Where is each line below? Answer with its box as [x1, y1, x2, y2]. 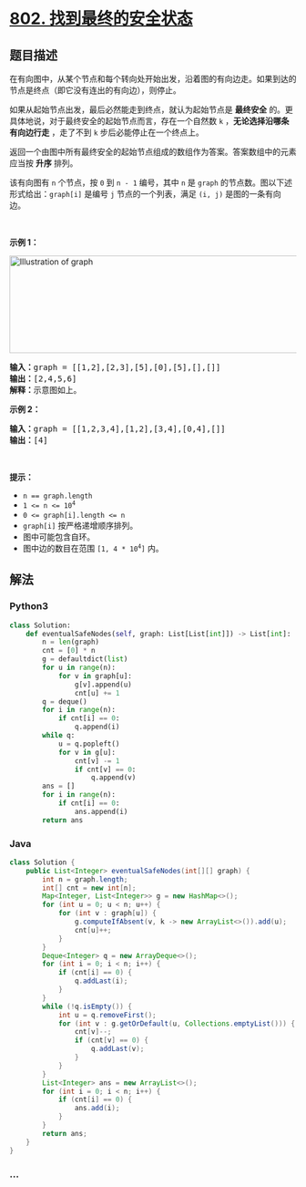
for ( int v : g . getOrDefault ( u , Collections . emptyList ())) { [57, 1018, 296, 1028]
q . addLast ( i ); [74, 976, 128, 986]
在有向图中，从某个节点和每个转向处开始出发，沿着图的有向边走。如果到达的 [9, 74, 297, 84]
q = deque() [42, 697, 88, 707]
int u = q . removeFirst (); [57, 1010, 157, 1019]
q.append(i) [74, 722, 120, 732]
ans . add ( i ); [74, 1104, 120, 1113]
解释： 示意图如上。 [9, 385, 82, 395]
